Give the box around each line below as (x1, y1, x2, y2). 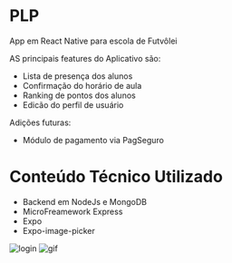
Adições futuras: (9, 117, 72, 128)
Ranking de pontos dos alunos (22, 90, 136, 101)
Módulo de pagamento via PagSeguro (22, 134, 165, 145)
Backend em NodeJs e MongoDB (22, 196, 148, 207)
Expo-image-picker (22, 225, 95, 236)
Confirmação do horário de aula (22, 80, 142, 91)
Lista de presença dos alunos (22, 70, 133, 82)
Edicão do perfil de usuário (22, 99, 124, 110)
